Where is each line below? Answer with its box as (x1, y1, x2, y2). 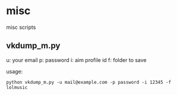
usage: (6, 68, 23, 75)
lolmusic (6, 84, 28, 90)
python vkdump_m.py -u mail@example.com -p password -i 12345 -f (6, 79, 171, 85)
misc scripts (6, 24, 36, 31)
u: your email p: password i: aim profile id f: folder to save (6, 56, 147, 63)
